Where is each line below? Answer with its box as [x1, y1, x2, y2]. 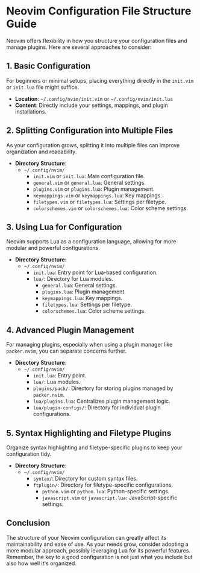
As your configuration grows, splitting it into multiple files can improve [6, 141, 180, 149]
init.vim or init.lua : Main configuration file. [33, 172, 145, 179]
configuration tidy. [6, 450, 52, 457]
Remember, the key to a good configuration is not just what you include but [6, 553, 193, 560]
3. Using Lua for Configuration [6, 222, 122, 232]
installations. [14, 107, 47, 115]
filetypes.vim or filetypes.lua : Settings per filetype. [33, 198, 167, 205]
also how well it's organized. [6, 560, 77, 567]
